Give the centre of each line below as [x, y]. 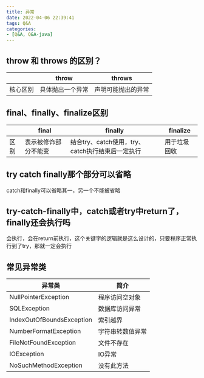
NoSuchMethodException [46, 365]
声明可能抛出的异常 [122, 89]
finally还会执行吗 [39, 222]
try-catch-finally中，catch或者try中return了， [95, 211]
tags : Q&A [19, 23]
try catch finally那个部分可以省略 [69, 175]
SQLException [29, 309]
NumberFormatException [45, 331]
